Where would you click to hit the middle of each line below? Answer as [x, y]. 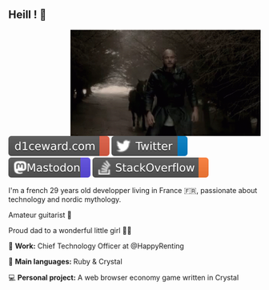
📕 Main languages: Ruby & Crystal [65, 261]
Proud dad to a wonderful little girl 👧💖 [70, 230]
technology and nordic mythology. [65, 199]
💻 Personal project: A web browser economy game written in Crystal [124, 277]
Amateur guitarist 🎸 [40, 215]
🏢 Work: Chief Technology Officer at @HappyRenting [96, 246]
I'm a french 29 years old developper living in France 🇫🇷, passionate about [133, 190]
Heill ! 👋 [28, 15]
